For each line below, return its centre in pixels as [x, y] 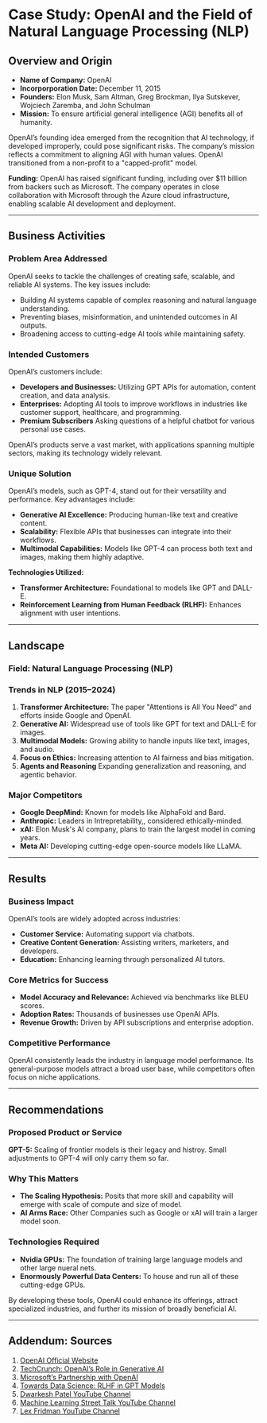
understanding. [44, 308]
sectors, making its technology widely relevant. [85, 453]
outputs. [33, 325]
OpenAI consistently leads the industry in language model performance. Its [131, 1060]
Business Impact [41, 901]
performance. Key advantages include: [72, 499]
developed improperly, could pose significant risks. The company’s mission [132, 146]
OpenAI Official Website [59, 1360]
